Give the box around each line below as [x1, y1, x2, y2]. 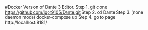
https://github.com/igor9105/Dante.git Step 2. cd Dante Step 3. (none [5, 9, 144, 15]
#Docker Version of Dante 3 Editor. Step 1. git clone [5, 4, 108, 10]
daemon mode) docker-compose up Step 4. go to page [5, 15, 115, 20]
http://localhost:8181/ [5, 19, 47, 25]
